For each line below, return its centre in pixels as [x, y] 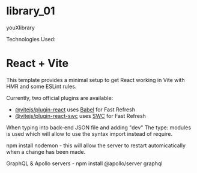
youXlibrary [20, 28]
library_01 [31, 11]
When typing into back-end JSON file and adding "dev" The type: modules [98, 128]
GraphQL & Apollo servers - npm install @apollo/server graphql [84, 163]
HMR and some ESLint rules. [41, 86]
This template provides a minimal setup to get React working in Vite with [95, 80]
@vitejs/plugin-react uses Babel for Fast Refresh [75, 110]
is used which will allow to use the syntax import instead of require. [89, 133]
